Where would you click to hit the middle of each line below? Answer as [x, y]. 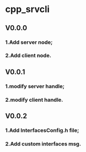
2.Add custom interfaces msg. [43, 143]
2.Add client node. [28, 55]
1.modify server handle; [35, 86]
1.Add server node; [29, 42]
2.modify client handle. [34, 100]
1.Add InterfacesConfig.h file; [42, 130]
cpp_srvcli [27, 9]
